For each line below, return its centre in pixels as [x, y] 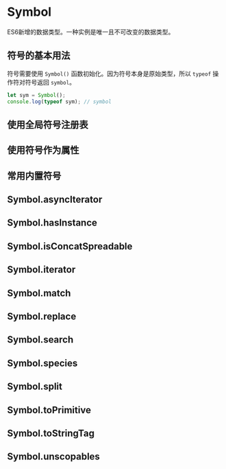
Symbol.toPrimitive [49, 410]
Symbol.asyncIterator [55, 200]
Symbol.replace [42, 317]
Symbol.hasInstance [52, 223]
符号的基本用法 [39, 56]
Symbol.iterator [41, 270]
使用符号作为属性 [43, 150]
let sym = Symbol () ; [37, 95]
